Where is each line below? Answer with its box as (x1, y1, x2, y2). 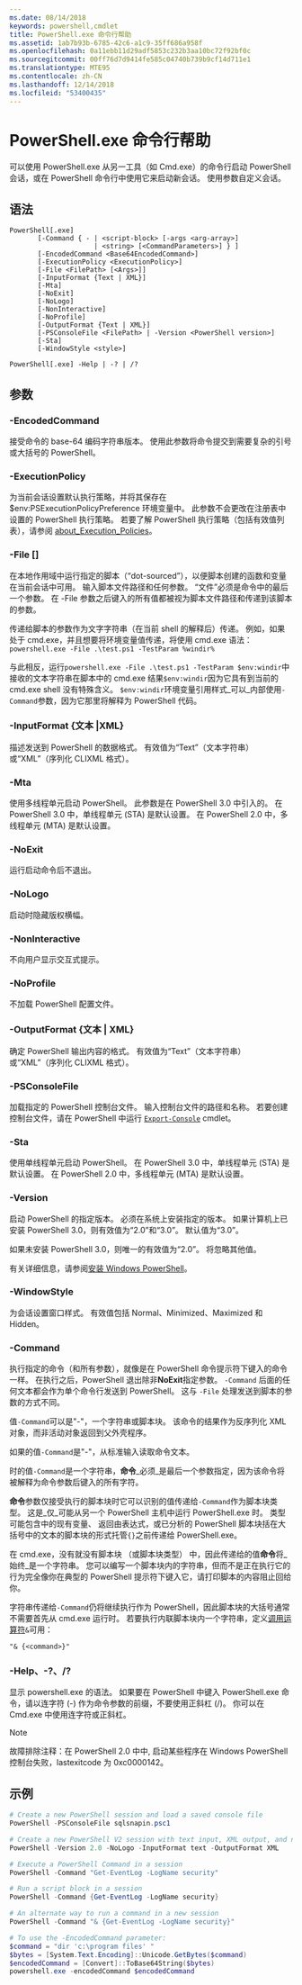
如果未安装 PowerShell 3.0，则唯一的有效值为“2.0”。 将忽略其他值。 (9, 1243, 262, 1254)
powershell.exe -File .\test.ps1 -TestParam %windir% (9, 645, 216, 654)
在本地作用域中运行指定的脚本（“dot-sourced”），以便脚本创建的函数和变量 (9, 570, 287, 581)
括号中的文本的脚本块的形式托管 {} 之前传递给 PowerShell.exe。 (9, 1529, 243, 1540)
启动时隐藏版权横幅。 (9, 909, 88, 920)
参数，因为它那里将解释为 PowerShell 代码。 (37, 695, 202, 706)
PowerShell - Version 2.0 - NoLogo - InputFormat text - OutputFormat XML (9, 1843, 280, 1853)
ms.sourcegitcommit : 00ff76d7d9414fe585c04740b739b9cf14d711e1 (9, 55, 252, 64)
